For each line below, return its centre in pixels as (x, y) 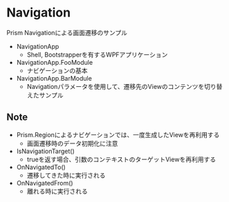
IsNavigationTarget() (45, 151)
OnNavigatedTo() (41, 167)
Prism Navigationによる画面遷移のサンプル (67, 32)
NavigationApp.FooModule (55, 62)
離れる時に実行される (57, 191)
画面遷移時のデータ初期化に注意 (72, 143)
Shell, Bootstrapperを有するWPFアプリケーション (97, 54)
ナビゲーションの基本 (57, 70)
